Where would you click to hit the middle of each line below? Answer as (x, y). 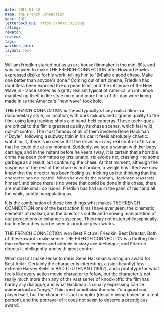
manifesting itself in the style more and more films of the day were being (78, 95)
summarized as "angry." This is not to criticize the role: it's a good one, (77, 290)
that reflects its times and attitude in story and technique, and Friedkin (76, 244)
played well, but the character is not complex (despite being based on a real (82, 294)
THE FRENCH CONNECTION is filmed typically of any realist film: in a (75, 110)
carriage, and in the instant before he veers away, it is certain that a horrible (82, 152)
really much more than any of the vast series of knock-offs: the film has (77, 279)
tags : (11, 42)
